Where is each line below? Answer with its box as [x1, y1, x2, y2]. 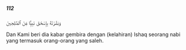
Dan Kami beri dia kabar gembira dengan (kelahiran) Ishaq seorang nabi [6, 31, 181, 38]
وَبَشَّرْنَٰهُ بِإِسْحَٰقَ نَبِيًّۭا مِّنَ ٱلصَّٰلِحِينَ [6, 19, 61, 26]
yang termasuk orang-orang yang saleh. [6, 37, 104, 44]
